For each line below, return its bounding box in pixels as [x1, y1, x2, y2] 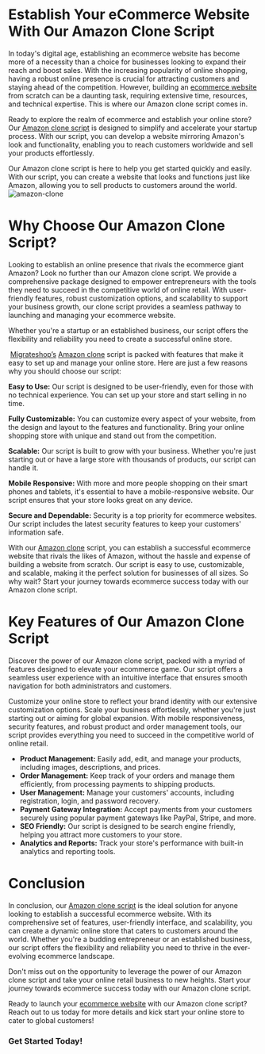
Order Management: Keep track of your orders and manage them [19, 771, 236, 780]
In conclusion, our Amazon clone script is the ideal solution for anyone [8, 900, 238, 910]
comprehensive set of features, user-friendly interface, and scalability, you [8, 918, 252, 927]
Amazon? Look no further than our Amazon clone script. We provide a [8, 268, 237, 278]
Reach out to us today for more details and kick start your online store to [8, 1007, 244, 1017]
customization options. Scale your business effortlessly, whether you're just [8, 704, 256, 715]
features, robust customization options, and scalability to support [35, 293, 248, 303]
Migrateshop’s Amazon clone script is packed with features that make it [10, 349, 244, 358]
